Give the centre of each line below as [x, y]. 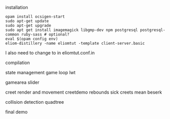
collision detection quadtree [35, 102]
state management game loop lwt [40, 72]
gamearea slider [22, 82]
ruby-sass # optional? [45, 35]
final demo [17, 112]
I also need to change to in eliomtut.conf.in [50, 53]
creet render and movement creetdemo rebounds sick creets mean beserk [84, 92]
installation [17, 7]
